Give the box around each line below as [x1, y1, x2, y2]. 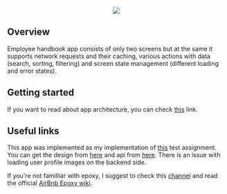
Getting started [7, 87, 75, 98]
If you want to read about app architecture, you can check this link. [7, 105, 199, 114]
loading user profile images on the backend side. [7, 158, 147, 166]
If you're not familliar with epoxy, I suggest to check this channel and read [7, 172, 218, 180]
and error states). [7, 67, 57, 75]
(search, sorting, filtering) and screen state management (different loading [7, 59, 219, 67]
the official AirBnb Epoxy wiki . [7, 179, 93, 187]
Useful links [7, 125, 60, 137]
